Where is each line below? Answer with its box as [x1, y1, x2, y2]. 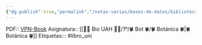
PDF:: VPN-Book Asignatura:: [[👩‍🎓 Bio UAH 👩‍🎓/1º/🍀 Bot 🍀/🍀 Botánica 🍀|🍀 [5, 25, 191, 32]
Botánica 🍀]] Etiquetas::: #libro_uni [5, 32, 92, 39]
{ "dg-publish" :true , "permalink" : [5, 8, 90, 15]
